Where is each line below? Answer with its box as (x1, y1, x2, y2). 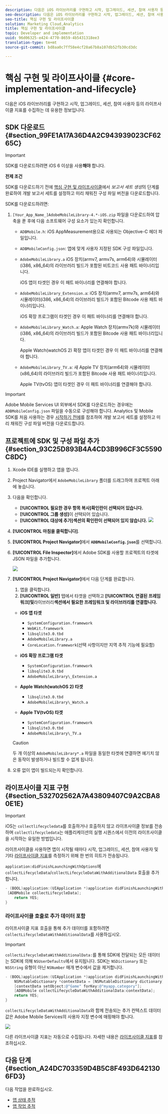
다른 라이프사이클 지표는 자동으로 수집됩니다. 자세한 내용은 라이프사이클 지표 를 (5, 1034, 157, 1040)
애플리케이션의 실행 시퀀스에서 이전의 (64, 830, 137, 835)
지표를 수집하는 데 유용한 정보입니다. (14, 107, 85, 113)
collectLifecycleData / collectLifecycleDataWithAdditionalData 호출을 (5, 870, 150, 875)
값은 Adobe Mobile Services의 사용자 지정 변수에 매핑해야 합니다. (5, 1014, 134, 1020)
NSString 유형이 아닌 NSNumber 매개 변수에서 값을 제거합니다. (5, 964, 124, 970)
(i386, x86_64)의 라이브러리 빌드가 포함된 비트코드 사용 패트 (19, 262, 138, 269)
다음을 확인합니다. (12, 494, 47, 500)
